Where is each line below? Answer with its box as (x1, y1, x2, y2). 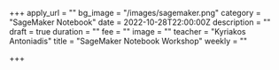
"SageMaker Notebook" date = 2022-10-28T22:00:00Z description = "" (9, 17, 271, 27)
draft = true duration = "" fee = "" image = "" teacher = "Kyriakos (9, 27, 246, 36)
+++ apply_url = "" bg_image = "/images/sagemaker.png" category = (9, 8, 261, 18)
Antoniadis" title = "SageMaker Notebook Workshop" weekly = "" (9, 35, 248, 46)
